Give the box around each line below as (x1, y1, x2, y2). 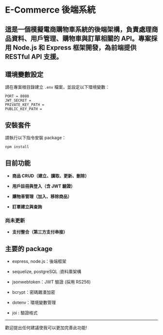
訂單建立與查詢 (12, 204, 42, 209)
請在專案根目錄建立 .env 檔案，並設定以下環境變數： (5, 84, 110, 90)
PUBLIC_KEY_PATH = (5, 107, 42, 112)
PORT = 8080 (5, 94, 29, 99)
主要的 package (5, 244, 53, 253)
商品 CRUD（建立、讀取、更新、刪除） (12, 173, 90, 178)
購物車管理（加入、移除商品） (12, 193, 72, 199)
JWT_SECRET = (5, 98, 32, 103)
